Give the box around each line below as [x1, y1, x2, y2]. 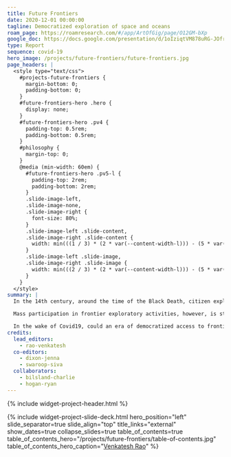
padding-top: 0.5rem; [25, 125, 88, 132]
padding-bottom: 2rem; [32, 183, 97, 190]
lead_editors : [13, 335, 54, 343]
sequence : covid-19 [7, 49, 63, 56]
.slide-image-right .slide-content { [25, 234, 134, 241]
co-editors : [13, 348, 48, 355]
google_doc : [7, 36, 41, 43]
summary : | [7, 292, 38, 299]
